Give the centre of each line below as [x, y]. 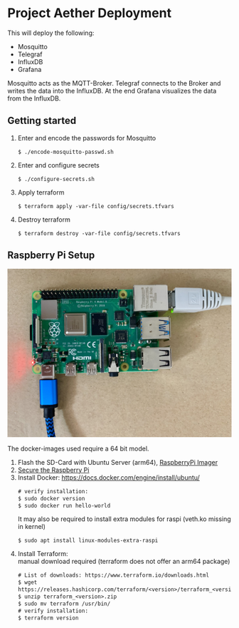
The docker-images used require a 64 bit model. [78, 448]
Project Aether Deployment [90, 13]
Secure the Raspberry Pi [53, 470]
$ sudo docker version [51, 498]
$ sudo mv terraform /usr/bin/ [64, 604]
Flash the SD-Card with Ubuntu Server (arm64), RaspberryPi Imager [118, 462]
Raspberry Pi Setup [51, 256]
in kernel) [32, 526]
